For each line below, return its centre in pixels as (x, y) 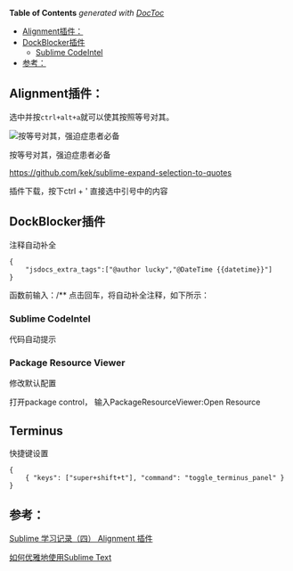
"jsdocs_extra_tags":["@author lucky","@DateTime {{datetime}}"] (149, 269)
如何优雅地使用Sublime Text (61, 557)
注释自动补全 (33, 245)
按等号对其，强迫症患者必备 (60, 154)
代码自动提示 (33, 339)
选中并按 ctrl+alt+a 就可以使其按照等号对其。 (92, 117)
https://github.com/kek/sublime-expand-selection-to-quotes (121, 172)
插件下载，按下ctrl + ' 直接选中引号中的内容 (89, 191)
